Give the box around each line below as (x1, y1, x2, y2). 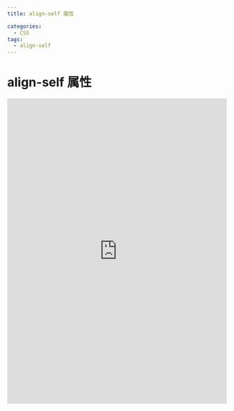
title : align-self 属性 (7, 10, 75, 17)
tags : (7, 36, 23, 43)
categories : (7, 22, 42, 30)
